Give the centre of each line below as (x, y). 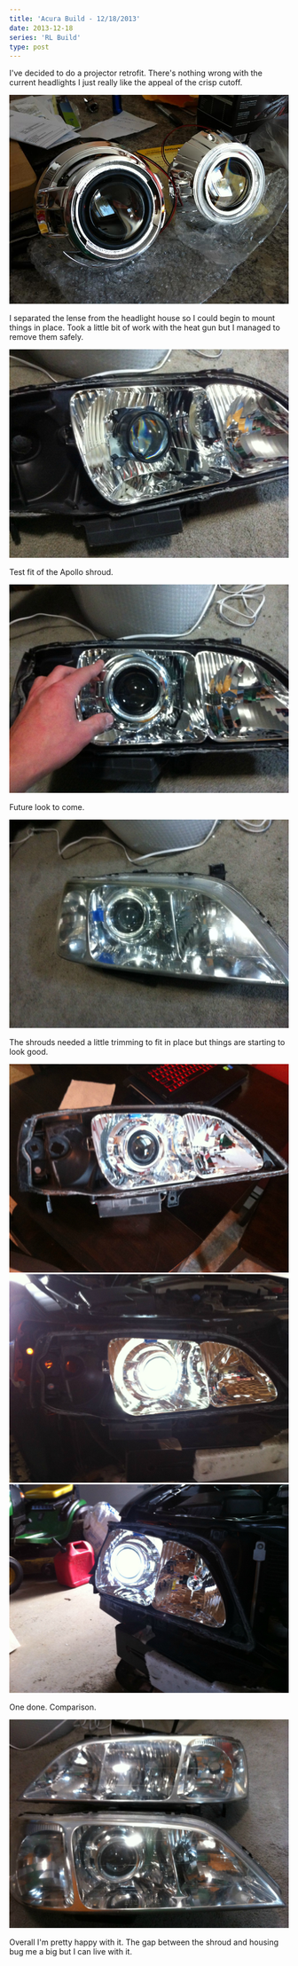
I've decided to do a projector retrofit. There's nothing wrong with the (136, 73)
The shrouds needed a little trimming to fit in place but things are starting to (147, 1042)
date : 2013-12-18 (41, 28)
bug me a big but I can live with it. (71, 1951)
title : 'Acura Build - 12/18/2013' (75, 19)
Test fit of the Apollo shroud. (61, 571)
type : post (29, 47)
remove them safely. (47, 336)
